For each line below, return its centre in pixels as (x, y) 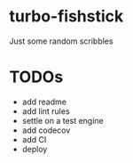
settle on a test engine (63, 120)
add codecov (46, 130)
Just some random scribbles (61, 41)
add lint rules (46, 111)
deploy (35, 149)
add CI (34, 139)
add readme (44, 102)
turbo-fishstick (66, 16)
